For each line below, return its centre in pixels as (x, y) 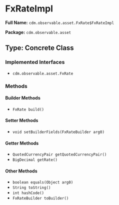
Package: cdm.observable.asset (38, 32)
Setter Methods (22, 120)
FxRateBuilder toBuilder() (40, 198)
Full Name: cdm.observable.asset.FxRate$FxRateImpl (59, 22)
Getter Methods (22, 143)
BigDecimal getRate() (35, 160)
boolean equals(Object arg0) (43, 182)
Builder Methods (23, 98)
